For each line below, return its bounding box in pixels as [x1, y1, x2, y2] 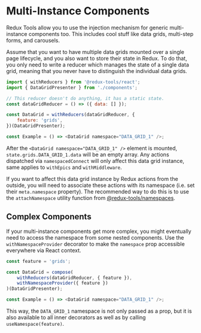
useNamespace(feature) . [6, 320, 65, 327]
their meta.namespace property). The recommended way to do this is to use [6, 187, 190, 195]
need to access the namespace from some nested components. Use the [6, 234, 184, 241]
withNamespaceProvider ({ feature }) [17, 280, 109, 286]
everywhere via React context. [6, 247, 82, 254]
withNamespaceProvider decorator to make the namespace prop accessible [6, 240, 185, 247]
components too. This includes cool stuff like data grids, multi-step [28, 30, 194, 37]
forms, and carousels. [6, 37, 60, 44]
